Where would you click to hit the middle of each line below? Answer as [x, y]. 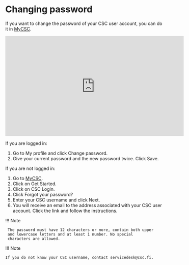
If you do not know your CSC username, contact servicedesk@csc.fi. [79, 257]
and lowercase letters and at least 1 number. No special [70, 234]
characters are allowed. [34, 239]
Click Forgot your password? [43, 194]
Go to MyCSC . [28, 178]
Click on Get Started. [35, 184]
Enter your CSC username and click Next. [56, 200]
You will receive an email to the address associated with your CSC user [87, 205]
